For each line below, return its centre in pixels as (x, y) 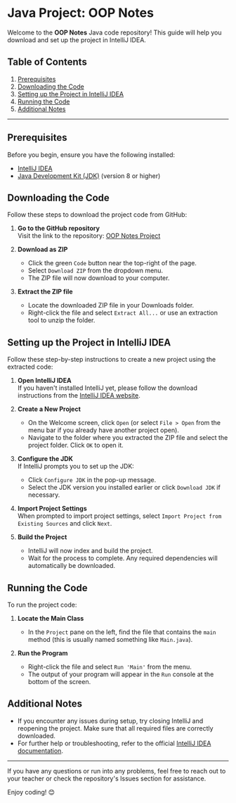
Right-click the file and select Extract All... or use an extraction (123, 313)
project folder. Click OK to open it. (76, 445)
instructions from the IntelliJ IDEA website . (79, 396)
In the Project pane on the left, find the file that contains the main (122, 632)
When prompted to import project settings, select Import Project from (119, 516)
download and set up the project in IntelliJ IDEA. (77, 39)
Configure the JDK (45, 459)
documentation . (40, 750)
